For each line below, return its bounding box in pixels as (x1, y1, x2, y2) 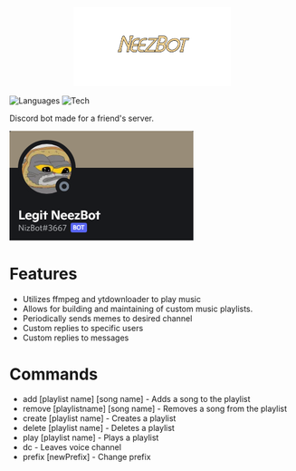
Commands (9, 364, 99, 384)
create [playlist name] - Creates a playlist (22, 413, 177, 424)
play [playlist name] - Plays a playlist (22, 432, 159, 443)
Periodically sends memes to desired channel (22, 312, 193, 324)
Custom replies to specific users (22, 322, 144, 333)
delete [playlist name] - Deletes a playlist (22, 423, 175, 434)
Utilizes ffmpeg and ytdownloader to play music (22, 293, 202, 304)
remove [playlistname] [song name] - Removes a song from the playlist (22, 403, 288, 415)
